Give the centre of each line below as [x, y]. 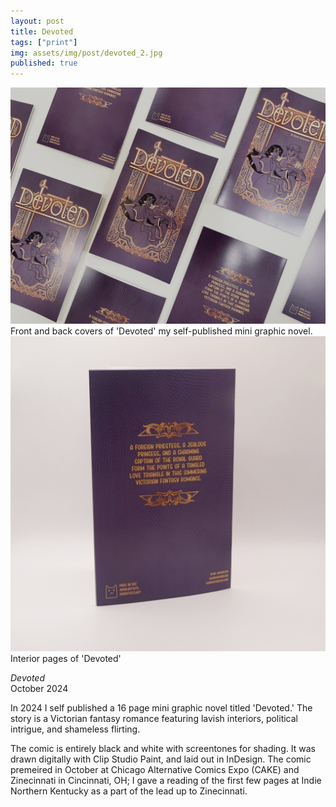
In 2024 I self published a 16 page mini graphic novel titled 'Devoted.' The [161, 708]
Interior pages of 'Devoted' [66, 659]
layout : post [37, 21]
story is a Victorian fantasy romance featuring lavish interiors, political [154, 719]
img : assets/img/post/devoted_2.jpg [86, 53]
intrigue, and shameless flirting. [75, 729]
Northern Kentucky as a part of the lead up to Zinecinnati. [129, 791]
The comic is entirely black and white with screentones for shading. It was [163, 749]
